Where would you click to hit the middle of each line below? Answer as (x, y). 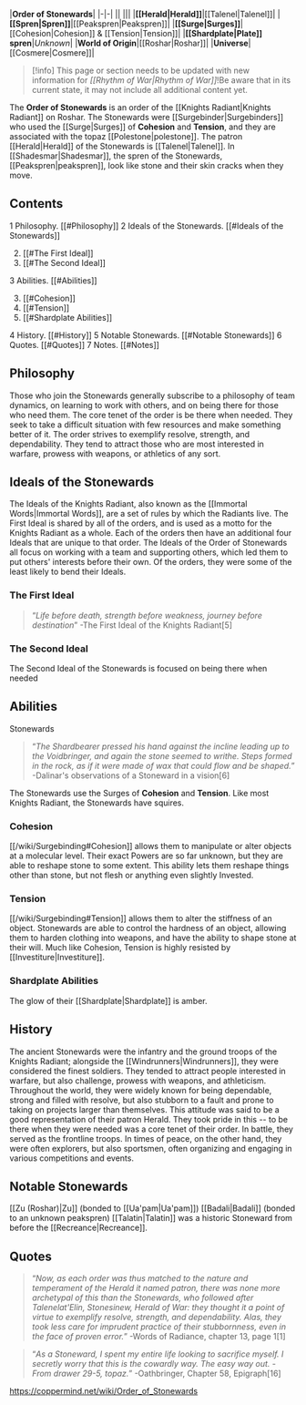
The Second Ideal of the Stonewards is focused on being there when (138, 669)
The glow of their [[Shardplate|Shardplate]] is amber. (108, 1000)
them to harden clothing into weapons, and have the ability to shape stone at (153, 938)
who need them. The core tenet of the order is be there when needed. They (151, 415)
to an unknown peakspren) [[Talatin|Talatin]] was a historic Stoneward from (151, 1218)
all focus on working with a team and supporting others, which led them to (149, 552)
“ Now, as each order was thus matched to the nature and (140, 1278)
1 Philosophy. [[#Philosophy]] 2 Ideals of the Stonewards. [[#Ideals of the (147, 226)
